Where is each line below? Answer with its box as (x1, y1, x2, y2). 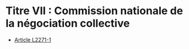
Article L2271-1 (14, 36, 51, 43)
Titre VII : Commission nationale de (5, 4, 184, 18)
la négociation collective (5, 17, 130, 30)
